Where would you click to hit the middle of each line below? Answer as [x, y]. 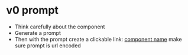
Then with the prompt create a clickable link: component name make [98, 39]
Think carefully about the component [60, 27]
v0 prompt [33, 10]
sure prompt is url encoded [48, 46]
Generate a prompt [38, 33]
